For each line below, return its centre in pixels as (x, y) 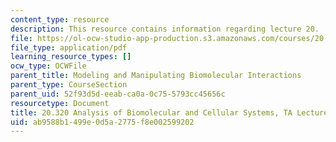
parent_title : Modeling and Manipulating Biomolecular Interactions (156, 76)
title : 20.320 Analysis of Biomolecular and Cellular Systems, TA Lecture (169, 112)
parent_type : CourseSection (69, 85)
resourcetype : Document (60, 103)
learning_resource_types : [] (71, 57)
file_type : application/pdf (69, 47)
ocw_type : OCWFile (48, 66)
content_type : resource (60, 19)
